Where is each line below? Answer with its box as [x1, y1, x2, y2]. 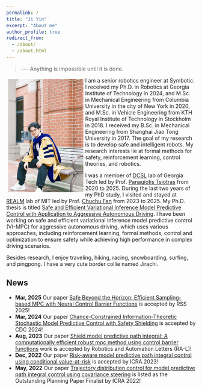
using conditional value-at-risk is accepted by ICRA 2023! [14, 357, 159, 365]
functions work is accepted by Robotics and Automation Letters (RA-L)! [14, 345, 192, 352]
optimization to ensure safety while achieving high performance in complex [6, 236, 193, 243]
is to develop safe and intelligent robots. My [85, 140, 194, 148]
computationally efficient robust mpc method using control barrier [14, 338, 179, 346]
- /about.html [11, 48, 47, 54]
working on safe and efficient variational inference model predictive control [6, 216, 192, 224]
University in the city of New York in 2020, [85, 102, 191, 110]
